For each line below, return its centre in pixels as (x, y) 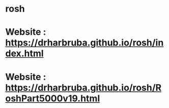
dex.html (25, 53)
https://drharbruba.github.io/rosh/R (83, 87)
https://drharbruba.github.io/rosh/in (84, 43)
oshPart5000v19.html (53, 98)
